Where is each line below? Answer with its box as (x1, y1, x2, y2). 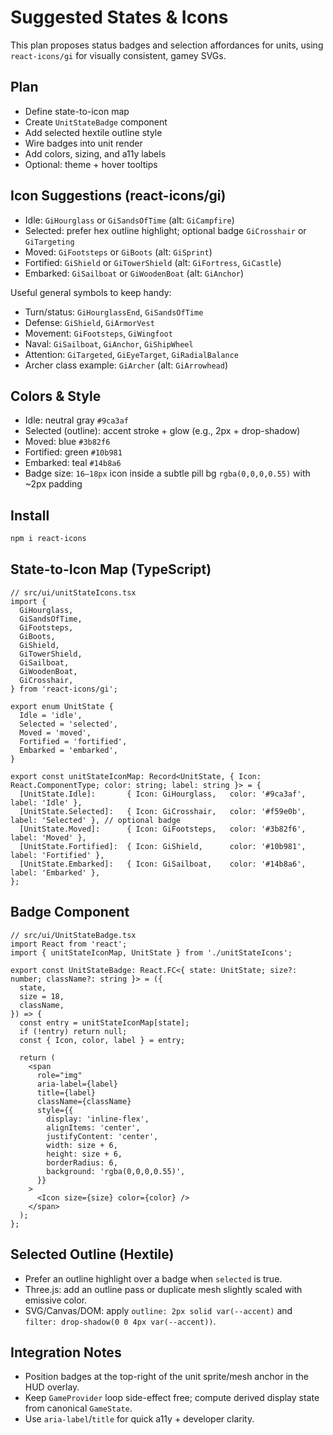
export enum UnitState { (10, 701, 114, 711)
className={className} (36, 1096, 132, 1106)
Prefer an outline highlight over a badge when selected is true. (24, 1272, 283, 1285)
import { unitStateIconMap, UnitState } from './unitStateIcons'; (10, 947, 293, 958)
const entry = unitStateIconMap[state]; (19, 1017, 190, 1028)
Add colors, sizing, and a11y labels (24, 147, 167, 160)
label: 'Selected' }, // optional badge (10, 815, 182, 825)
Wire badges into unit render (24, 137, 143, 149)
